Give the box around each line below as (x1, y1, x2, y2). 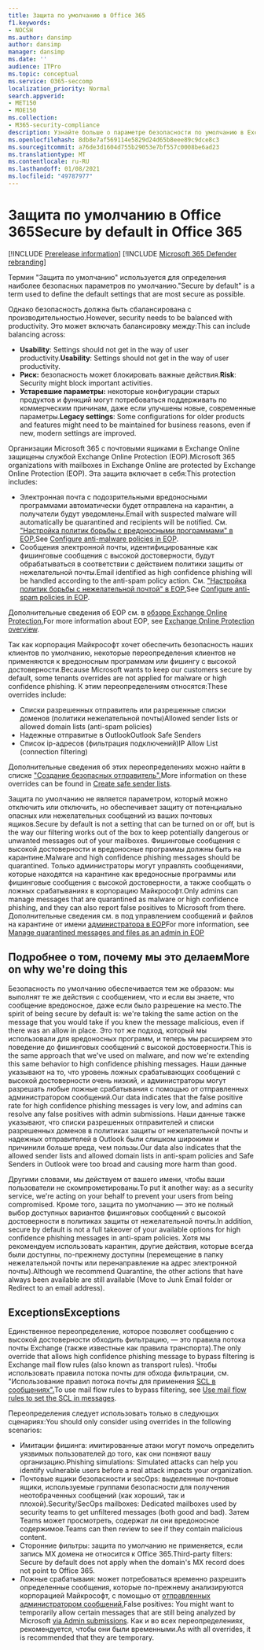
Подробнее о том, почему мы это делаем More (8, 951, 250, 964)
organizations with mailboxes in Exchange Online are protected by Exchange (8, 460, 256, 470)
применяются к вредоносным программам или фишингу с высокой (8, 656, 236, 665)
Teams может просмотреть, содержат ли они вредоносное (19, 1516, 220, 1526)
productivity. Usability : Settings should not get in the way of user (19, 353, 229, 363)
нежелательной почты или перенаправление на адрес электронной (8, 1258, 237, 1267)
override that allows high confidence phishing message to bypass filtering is (8, 1352, 255, 1361)
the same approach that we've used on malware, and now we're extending (8, 1051, 250, 1060)
